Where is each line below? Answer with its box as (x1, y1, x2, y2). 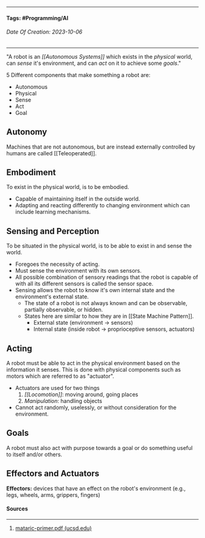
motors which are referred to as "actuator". (6, 372, 115, 380)
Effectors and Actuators (6, 468, 99, 479)
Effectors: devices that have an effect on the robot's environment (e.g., (6, 484, 186, 492)
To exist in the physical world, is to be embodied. (6, 183, 129, 191)
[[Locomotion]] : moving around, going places (24, 391, 138, 398)
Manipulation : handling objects (24, 397, 103, 405)
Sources (6, 505, 29, 512)
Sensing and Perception (6, 226, 99, 236)
